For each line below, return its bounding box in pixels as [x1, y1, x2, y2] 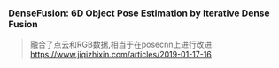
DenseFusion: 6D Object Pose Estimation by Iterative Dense [8, 7, 270, 19]
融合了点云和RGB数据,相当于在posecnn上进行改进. [29, 39, 214, 50]
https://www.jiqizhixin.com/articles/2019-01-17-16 [29, 49, 212, 60]
